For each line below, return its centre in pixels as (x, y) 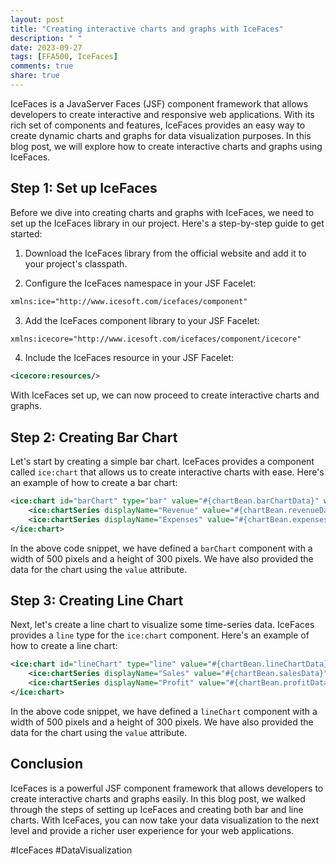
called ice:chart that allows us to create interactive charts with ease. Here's (167, 472)
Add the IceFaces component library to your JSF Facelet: (142, 320)
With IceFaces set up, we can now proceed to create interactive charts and (165, 395)
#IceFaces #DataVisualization (71, 850)
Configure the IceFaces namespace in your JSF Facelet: (140, 283)
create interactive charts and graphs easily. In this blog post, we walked (158, 798)
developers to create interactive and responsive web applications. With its (162, 114)
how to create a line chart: (64, 646)
